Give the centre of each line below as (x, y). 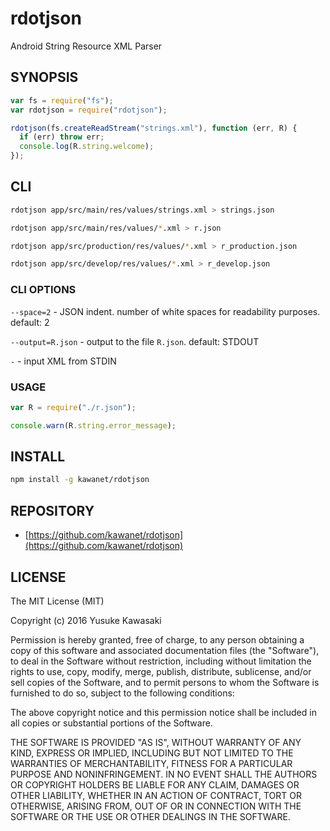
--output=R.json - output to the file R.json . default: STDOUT (135, 341)
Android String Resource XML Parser (86, 46)
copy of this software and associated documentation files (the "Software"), (165, 650)
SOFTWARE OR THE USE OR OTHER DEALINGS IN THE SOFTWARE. (150, 816)
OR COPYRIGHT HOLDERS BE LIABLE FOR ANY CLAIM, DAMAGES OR (155, 784)
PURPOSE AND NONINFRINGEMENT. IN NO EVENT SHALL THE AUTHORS (164, 774)
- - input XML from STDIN (63, 361)
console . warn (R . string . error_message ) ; (93, 425)
